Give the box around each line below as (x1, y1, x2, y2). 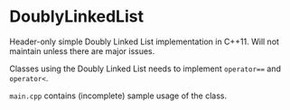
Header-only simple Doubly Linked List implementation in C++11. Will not (9, 36, 280, 47)
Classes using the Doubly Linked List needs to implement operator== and (9, 63, 282, 74)
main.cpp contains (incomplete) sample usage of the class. (9, 90, 228, 101)
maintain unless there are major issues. (9, 45, 155, 56)
